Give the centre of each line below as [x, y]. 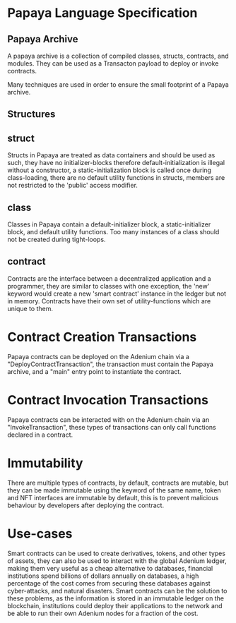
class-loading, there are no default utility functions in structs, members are [116, 178]
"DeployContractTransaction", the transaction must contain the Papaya [111, 364]
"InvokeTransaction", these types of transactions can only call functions [112, 427]
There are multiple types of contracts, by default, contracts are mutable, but [118, 483]
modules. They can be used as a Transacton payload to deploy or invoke [113, 63]
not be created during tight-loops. [57, 240]
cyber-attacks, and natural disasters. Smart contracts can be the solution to [117, 591]
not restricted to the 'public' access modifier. [72, 186]
